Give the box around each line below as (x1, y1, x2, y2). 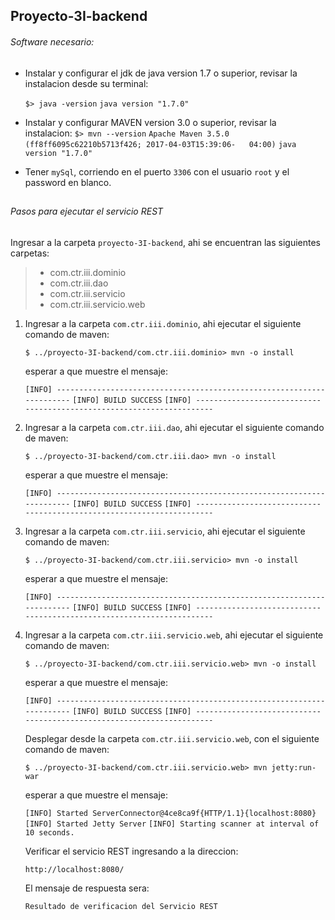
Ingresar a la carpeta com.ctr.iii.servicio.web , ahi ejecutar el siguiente (24, 629, 324, 641)
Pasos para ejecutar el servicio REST (10, 205, 164, 217)
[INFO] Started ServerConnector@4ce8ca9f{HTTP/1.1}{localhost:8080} (24, 808, 317, 818)
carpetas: (10, 247, 50, 259)
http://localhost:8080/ (24, 864, 125, 874)
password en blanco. (24, 176, 112, 188)
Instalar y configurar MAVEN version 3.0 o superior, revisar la (24, 116, 277, 128)
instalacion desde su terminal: (24, 77, 149, 89)
